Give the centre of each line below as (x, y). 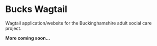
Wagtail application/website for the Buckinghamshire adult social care (78, 23)
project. (14, 28)
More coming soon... (28, 38)
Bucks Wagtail (36, 9)
